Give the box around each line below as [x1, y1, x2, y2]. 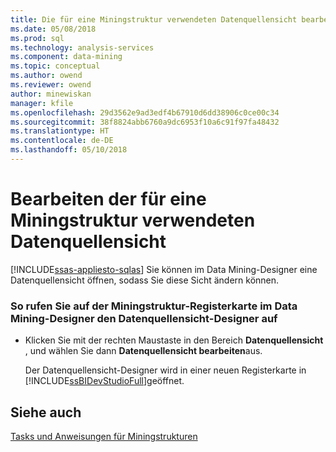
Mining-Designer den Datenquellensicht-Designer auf [10, 311, 278, 325]
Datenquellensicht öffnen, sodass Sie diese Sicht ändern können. [10, 274, 280, 286]
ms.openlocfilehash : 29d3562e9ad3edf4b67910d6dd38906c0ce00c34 [10, 107, 280, 118]
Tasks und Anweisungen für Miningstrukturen [10, 430, 198, 442]
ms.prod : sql [10, 33, 65, 43]
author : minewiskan [10, 89, 92, 99]
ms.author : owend [10, 71, 83, 81]
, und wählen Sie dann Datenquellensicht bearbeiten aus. [24, 345, 263, 357]
